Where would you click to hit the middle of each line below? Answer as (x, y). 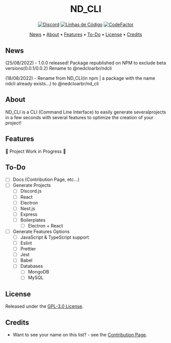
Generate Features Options (41, 231)
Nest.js (28, 208)
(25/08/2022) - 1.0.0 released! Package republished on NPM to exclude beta (86, 63)
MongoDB (39, 272)
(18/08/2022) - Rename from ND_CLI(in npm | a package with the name (80, 78)
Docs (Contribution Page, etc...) (46, 179)
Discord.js (31, 191)
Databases (32, 266)
